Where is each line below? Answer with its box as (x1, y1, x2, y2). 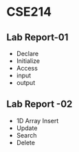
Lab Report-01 (6, 31, 69, 43)
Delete (16, 138, 36, 147)
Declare (16, 49, 39, 58)
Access (16, 64, 38, 72)
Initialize (16, 57, 41, 65)
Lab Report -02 (6, 99, 73, 110)
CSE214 (6, 4, 52, 20)
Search (16, 131, 37, 139)
